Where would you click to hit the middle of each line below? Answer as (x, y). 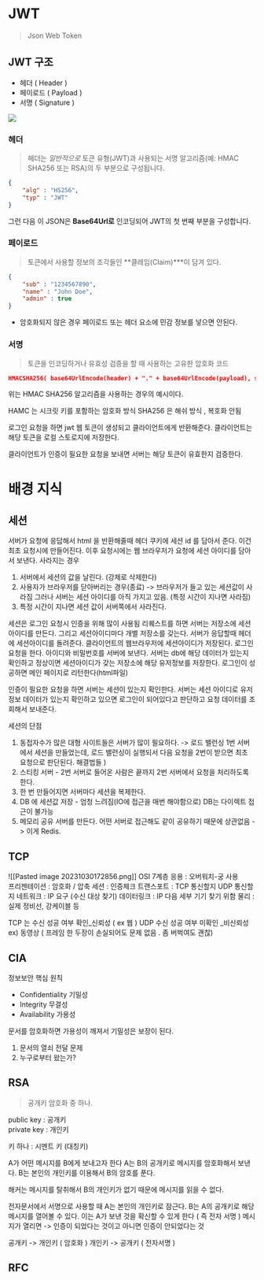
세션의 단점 (25, 726)
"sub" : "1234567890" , (59, 284)
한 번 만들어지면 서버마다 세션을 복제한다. (82, 792)
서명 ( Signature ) (47, 102)
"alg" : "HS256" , (51, 190)
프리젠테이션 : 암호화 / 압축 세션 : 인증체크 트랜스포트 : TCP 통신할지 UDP (121, 886)
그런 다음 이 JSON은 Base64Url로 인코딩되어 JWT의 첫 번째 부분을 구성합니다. (130, 221)
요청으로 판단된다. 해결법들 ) (63, 762)
